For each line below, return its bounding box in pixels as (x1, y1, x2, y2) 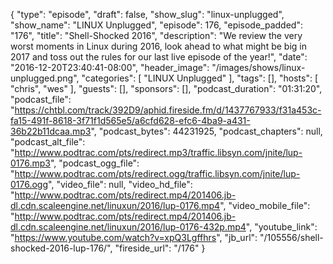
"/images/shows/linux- (211, 62, 306, 73)
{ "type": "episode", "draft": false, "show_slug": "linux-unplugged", (10, 9, 285, 20)
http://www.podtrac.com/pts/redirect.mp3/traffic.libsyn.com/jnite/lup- (14, 147, 303, 158)
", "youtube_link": (245, 221, 318, 233)
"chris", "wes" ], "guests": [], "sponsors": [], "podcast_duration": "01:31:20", (10, 83, 323, 94)
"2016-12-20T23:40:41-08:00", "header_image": (10, 62, 210, 73)
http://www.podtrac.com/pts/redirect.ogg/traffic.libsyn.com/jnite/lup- (14, 168, 301, 179)
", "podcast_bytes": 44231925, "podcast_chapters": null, (90, 125, 323, 137)
